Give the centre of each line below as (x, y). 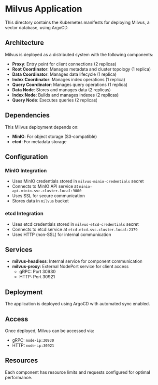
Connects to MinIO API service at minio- (52, 186)
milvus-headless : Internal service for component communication (77, 261)
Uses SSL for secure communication (48, 196)
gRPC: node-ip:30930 (33, 340)
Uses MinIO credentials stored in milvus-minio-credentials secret (78, 181)
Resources (22, 360)
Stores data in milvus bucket (40, 201)
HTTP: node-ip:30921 (33, 345)
